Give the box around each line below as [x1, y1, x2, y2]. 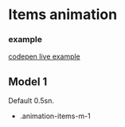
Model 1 [8, 75, 48, 88]
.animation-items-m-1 [19, 111, 92, 121]
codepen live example [8, 52, 81, 61]
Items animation [8, 6, 118, 24]
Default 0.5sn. [8, 96, 54, 106]
